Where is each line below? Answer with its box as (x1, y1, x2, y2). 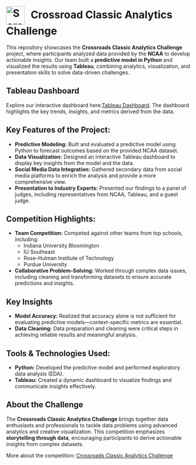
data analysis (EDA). (14, 370, 64, 377)
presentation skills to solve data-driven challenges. (6, 68, 130, 76)
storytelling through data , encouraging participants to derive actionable (6, 434, 182, 441)
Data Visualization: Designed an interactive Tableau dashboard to (14, 153, 175, 160)
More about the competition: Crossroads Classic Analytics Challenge (6, 451, 174, 459)
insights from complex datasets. (6, 440, 84, 447)
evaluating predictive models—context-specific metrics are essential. (14, 319, 183, 326)
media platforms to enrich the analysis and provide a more (14, 172, 156, 179)
